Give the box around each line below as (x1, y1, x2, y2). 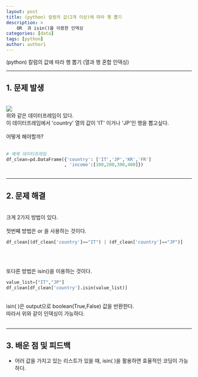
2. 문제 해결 (6, 191, 46, 201)
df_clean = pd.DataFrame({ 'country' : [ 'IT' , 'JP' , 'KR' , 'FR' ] (6, 156, 151, 162)
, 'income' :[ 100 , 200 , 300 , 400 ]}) (64, 162, 144, 168)
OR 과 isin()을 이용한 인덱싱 (16, 25, 84, 31)
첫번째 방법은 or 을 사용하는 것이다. (6, 228, 87, 234)
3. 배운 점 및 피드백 (6, 340, 71, 350)
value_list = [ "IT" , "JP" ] (6, 279, 65, 285)
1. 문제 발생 (6, 83, 44, 93)
